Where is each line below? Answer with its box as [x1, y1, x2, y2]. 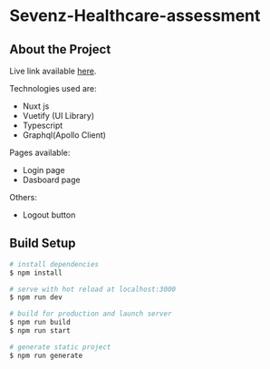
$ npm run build [9, 318, 71, 327]
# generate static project [9, 342, 111, 352]
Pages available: [9, 147, 71, 158]
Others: [9, 192, 38, 202]
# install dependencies [9, 259, 100, 268]
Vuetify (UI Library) [22, 111, 95, 121]
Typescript [22, 120, 63, 131]
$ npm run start [9, 326, 71, 335]
